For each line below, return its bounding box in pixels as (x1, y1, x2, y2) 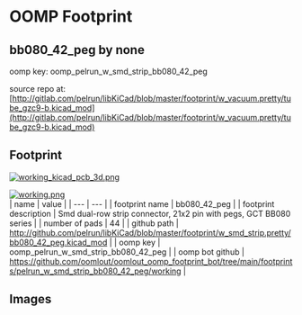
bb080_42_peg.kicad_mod (9, 237, 108, 247)
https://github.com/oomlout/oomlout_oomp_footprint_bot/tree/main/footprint (9, 256, 293, 266)
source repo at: (9, 84, 66, 94)
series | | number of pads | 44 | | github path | (9, 218, 180, 229)
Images (9, 292, 52, 307)
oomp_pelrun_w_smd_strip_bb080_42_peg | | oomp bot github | (9, 246, 245, 257)
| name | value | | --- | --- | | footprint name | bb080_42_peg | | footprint (9, 198, 275, 209)
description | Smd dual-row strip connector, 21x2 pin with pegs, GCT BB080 (9, 208, 291, 219)
